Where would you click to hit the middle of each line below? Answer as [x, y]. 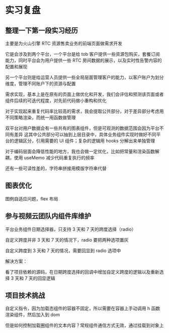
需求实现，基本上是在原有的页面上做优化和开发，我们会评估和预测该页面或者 [84, 94]
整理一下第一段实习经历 [41, 30]
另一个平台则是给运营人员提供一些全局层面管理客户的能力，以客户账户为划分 [84, 77]
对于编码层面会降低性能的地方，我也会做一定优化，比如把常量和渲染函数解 [82, 151]
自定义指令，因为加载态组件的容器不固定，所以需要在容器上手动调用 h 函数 [83, 308]
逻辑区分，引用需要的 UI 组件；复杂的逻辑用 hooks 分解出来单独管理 [84, 141]
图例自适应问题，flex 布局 [32, 198]
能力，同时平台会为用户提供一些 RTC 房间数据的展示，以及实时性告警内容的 [83, 60]
